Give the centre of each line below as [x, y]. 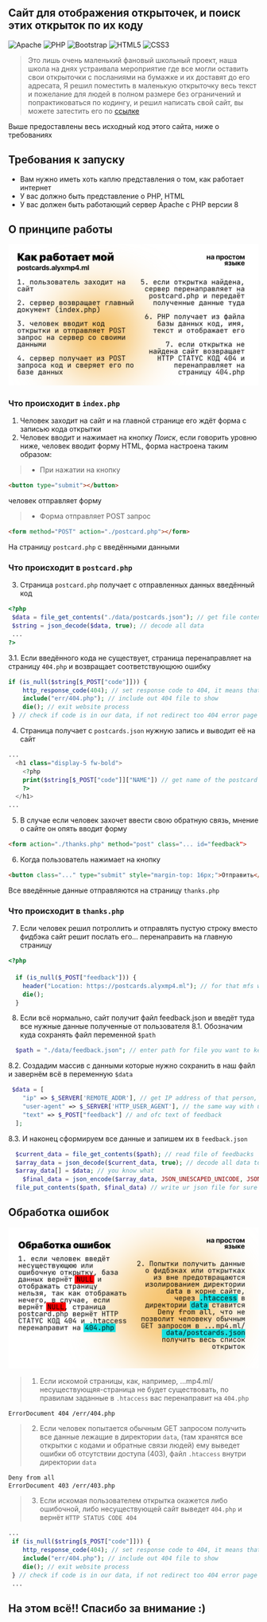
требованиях [30, 135]
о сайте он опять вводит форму [73, 829]
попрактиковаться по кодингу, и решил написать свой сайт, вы [135, 102]
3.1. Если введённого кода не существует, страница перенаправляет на [130, 658]
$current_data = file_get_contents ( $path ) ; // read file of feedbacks [135, 1154]
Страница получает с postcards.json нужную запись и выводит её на [137, 731]
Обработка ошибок [59, 1212]
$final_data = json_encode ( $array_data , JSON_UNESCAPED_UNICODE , [133, 1179]
